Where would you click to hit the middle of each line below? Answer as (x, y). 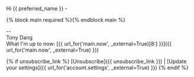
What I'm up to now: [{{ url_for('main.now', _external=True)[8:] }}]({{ (89, 44)
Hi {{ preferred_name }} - (37, 9)
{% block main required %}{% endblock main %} (66, 20)
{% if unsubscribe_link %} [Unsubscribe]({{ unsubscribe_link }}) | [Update (96, 61)
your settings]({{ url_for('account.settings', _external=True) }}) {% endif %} (98, 68)
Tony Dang (20, 37)
